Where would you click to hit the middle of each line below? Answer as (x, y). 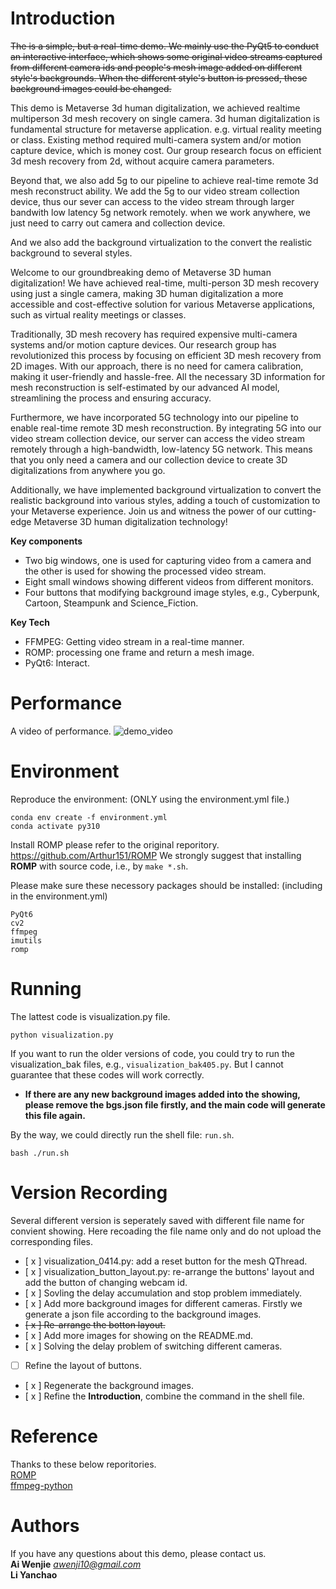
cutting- (300, 511)
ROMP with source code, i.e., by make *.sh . (99, 866)
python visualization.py (62, 1035)
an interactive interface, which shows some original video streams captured (166, 56)
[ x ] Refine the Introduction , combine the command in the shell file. (164, 1396)
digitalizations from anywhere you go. (88, 470)
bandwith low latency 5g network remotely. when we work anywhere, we (160, 212)
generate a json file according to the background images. (143, 1314)
